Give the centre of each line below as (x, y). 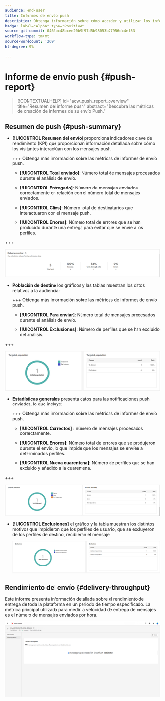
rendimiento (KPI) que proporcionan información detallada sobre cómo (84, 144)
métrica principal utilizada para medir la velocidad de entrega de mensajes (81, 610)
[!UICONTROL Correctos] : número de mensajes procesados (81, 428)
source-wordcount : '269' (30, 42)
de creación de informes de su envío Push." (61, 111)
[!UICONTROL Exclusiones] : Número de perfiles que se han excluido (89, 329)
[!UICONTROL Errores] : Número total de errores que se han (80, 222)
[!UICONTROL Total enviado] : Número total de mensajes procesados (90, 173)
